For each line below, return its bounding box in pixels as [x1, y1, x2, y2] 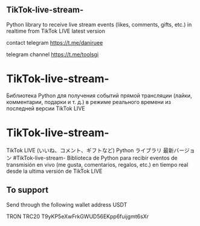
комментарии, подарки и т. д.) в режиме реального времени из [6, 98, 171, 105]
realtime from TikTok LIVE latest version [6, 27, 106, 34]
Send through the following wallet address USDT [6, 201, 127, 208]
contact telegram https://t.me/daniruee [6, 39, 103, 46]
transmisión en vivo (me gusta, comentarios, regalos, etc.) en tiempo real [6, 161, 189, 168]
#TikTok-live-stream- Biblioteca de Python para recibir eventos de [13, 154, 178, 161]
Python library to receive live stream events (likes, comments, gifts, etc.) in [6, 21, 192, 28]
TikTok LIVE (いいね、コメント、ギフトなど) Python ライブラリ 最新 [6, 146, 174, 153]
